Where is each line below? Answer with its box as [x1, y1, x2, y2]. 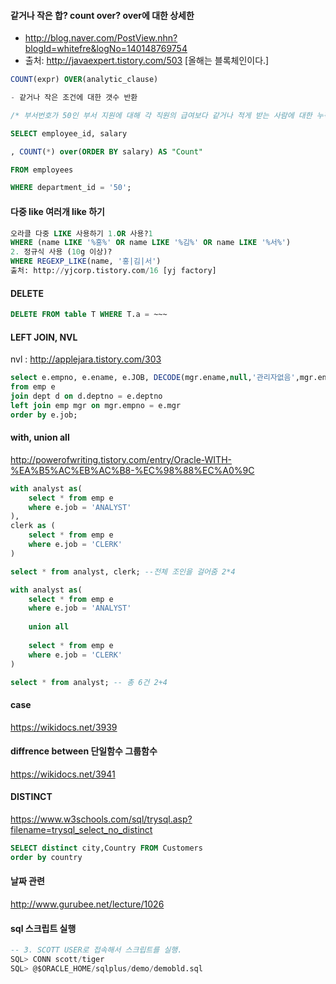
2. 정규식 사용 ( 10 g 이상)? [10, 247, 113, 257]
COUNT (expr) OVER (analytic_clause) [10, 75, 159, 85]
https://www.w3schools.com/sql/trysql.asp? [10, 813, 193, 825]
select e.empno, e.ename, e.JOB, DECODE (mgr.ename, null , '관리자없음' [10, 373, 296, 383]
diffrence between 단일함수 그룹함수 [10, 745, 158, 757]
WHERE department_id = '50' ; [10, 183, 132, 193]
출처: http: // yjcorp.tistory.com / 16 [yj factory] [10, 266, 217, 276]
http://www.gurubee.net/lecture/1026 [10, 898, 165, 910]
